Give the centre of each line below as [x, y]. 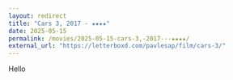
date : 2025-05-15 [38, 31]
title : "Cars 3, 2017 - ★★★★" [59, 23]
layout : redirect [38, 16]
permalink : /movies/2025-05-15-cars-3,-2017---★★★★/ [99, 38]
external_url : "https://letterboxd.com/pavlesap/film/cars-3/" [117, 46]
